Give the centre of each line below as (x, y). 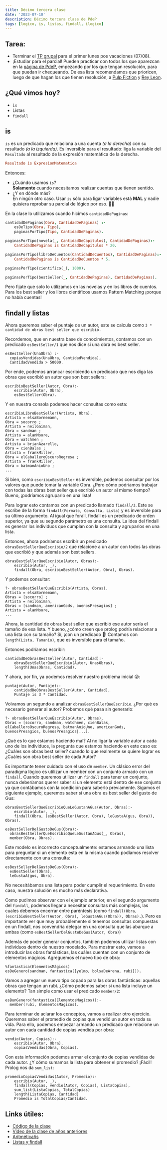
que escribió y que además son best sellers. (51, 552)
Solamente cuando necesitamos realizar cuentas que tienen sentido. (83, 187)
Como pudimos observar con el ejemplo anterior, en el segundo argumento (82, 900)
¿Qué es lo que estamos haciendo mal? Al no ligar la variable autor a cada (81, 741)
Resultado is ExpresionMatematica (41, 163)
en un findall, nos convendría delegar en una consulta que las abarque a (79, 927)
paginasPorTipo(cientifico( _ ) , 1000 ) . (45, 268)
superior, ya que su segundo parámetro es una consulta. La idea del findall (82, 521)
